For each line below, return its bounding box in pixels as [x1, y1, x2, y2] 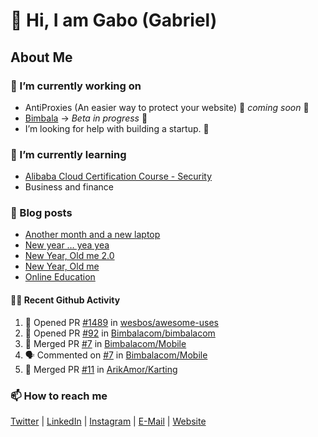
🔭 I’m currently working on [10, 79, 142, 93]
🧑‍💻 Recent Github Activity [10, 294, 121, 306]
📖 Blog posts [10, 206, 73, 220]
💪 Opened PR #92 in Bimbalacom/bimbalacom [24, 327, 216, 339]
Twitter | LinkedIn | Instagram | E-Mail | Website [10, 415, 207, 427]
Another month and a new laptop [24, 229, 161, 241]
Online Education [24, 271, 96, 283]
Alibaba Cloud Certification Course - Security [24, 170, 213, 183]
